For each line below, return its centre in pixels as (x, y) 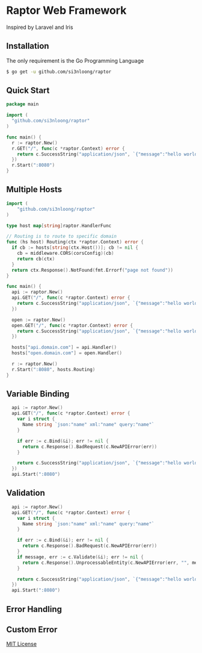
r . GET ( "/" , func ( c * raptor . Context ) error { (68, 148)
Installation (28, 46)
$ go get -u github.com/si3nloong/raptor (59, 72)
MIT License (22, 644)
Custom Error (32, 629)
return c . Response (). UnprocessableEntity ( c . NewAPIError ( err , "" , (106, 563)
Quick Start (28, 91)
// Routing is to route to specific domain (62, 236)
